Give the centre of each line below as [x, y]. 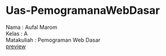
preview [16, 46]
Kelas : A [17, 33]
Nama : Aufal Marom [31, 27]
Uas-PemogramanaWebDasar [83, 11]
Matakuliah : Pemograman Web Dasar [53, 40]
